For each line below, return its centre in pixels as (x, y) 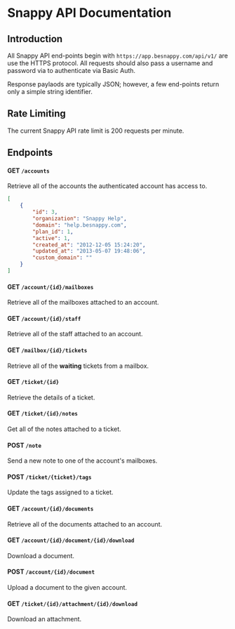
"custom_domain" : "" (62, 258)
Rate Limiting (36, 114)
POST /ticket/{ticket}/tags (49, 477)
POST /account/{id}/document (51, 572)
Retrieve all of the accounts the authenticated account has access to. (107, 186)
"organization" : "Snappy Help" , (80, 219)
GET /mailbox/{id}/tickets (47, 350)
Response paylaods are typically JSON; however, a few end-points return (113, 84)
